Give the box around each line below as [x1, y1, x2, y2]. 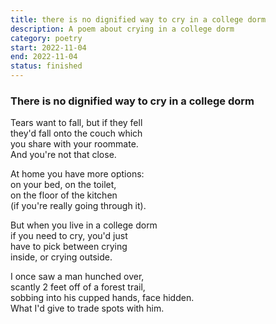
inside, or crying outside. [10, 251, 113, 263]
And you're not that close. [10, 149, 117, 161]
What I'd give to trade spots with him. [10, 302, 165, 315]
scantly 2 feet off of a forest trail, [10, 281, 146, 293]
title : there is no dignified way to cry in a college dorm [10, 14, 267, 25]
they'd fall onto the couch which [10, 127, 143, 140]
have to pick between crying [10, 241, 128, 253]
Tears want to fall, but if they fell [10, 117, 143, 129]
